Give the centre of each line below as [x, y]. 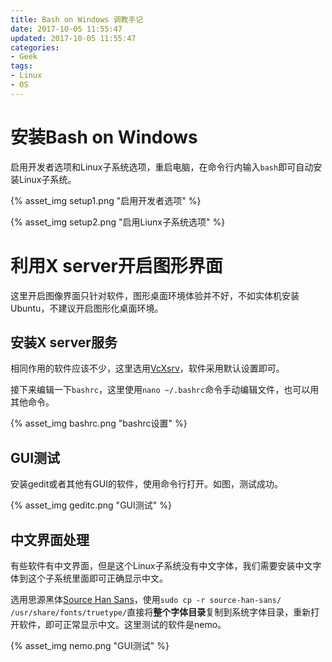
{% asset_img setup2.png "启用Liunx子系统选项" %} [118, 222]
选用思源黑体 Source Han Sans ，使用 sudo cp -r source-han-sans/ [146, 600]
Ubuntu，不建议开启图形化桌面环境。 [87, 308]
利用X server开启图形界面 [116, 265]
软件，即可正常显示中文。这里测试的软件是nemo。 [122, 625]
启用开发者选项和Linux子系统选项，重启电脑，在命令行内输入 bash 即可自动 [162, 167]
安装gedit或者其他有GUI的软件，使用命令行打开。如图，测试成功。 [146, 484]
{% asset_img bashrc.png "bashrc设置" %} [99, 423]
